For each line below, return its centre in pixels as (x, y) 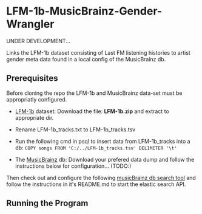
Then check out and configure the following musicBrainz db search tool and (101, 178)
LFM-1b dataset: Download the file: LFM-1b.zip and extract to (92, 111)
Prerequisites (32, 78)
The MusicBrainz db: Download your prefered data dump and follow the (105, 159)
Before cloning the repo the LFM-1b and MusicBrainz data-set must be (94, 93)
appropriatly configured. (37, 99)
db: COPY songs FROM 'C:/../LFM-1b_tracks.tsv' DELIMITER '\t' (96, 148)
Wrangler (30, 24)
